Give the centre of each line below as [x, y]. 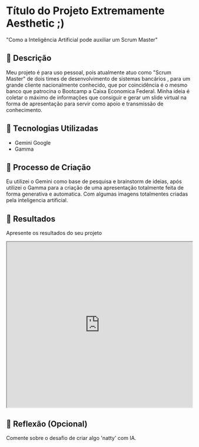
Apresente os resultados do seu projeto [54, 233]
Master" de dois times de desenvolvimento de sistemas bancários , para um [98, 78]
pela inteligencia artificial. [37, 200]
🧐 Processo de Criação [49, 167]
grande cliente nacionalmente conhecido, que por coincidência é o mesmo [97, 85]
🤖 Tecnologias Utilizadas [52, 129]
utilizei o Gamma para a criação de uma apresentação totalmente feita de [95, 188]
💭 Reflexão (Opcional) [47, 424]
